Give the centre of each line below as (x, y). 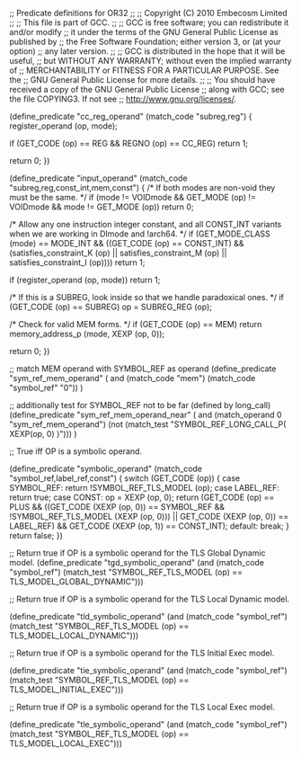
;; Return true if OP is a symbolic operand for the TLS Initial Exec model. (142, 653)
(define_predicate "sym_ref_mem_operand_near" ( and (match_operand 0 (146, 414)
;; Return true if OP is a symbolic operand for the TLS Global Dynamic (138, 553)
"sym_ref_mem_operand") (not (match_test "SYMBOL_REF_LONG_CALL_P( (148, 424)
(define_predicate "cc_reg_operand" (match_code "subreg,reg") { (131, 116)
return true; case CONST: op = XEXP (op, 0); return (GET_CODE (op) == (142, 497)
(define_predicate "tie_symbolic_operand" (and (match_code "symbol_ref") (148, 670)
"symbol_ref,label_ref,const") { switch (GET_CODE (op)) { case (125, 478)
